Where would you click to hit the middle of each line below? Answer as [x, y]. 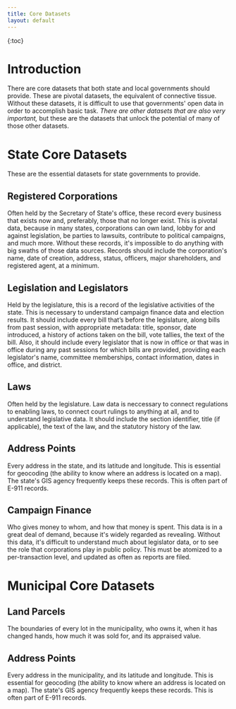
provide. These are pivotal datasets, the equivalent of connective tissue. [112, 96]
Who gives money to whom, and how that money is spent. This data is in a [115, 527]
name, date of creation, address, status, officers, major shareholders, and [114, 258]
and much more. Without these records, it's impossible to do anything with [116, 243]
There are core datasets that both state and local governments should [108, 88]
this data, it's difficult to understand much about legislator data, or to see [113, 542]
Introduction [44, 69]
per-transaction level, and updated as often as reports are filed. [99, 557]
